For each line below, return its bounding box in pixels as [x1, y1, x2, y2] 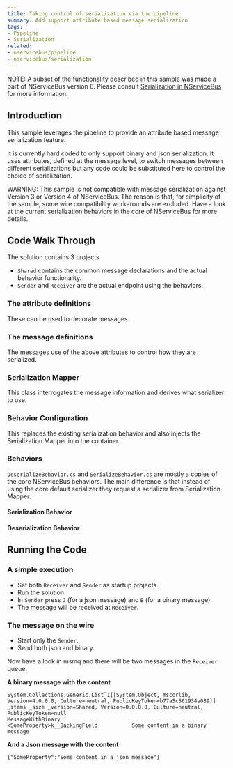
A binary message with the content [7, 678, 111, 686]
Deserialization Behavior [7, 524, 80, 532]
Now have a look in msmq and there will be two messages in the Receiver [7, 657, 218, 666]
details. [7, 214, 29, 223]
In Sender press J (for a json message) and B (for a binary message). [17, 595, 212, 604]
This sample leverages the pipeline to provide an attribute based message [7, 128, 219, 137]
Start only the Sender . [17, 636, 79, 645]
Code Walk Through [7, 234, 96, 246]
